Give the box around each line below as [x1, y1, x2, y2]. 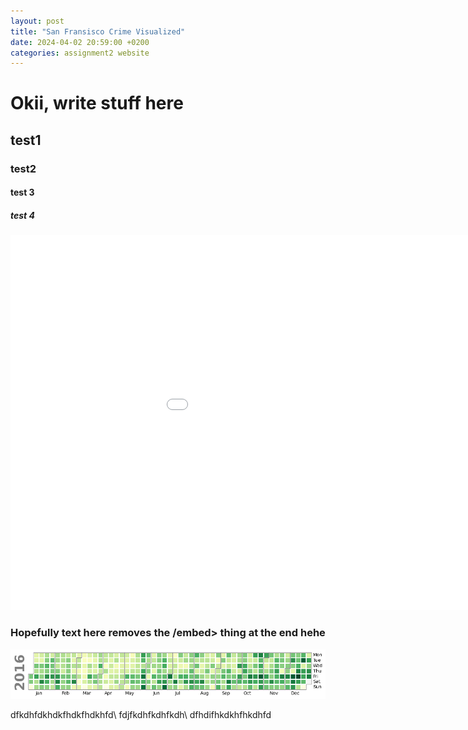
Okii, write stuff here [10, 92, 184, 115]
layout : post [10, 16, 65, 26]
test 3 [10, 186, 35, 199]
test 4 [10, 209, 36, 221]
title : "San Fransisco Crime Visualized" [10, 26, 186, 37]
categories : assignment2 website [10, 48, 150, 58]
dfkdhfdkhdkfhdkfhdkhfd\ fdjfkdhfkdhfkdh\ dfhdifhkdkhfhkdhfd [10, 709, 272, 721]
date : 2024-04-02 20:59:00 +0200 [10, 37, 150, 47]
